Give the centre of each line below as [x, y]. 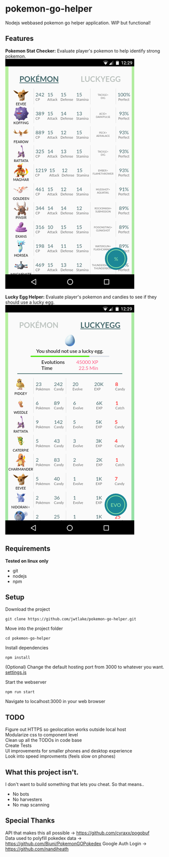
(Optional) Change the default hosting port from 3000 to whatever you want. [85, 667]
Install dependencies [27, 648]
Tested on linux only [27, 561]
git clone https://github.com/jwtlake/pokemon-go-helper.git [71, 619]
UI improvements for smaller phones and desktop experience [69, 751]
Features [19, 39]
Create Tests [18, 745]
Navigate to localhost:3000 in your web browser [55, 702]
